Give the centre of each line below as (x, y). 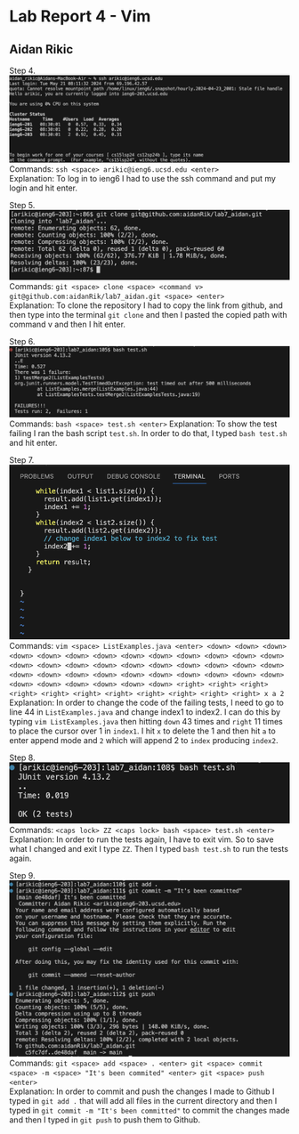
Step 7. (22, 460)
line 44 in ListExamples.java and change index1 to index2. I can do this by (145, 712)
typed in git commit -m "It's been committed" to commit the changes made (149, 1110)
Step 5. (22, 205)
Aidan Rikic (41, 49)
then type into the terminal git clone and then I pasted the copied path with (148, 314)
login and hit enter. (44, 188)
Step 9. (22, 875)
